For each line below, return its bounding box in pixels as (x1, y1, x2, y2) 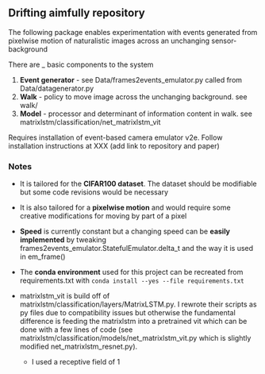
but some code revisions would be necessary (19, 187, 169, 197)
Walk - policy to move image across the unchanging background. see (19, 91, 248, 102)
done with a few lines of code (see (19, 325, 133, 334)
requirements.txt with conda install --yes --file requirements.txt (19, 276, 244, 285)
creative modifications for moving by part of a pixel (19, 211, 187, 221)
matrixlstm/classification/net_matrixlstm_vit (19, 117, 161, 126)
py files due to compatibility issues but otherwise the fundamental (19, 308, 236, 318)
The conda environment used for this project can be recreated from (19, 268, 244, 277)
